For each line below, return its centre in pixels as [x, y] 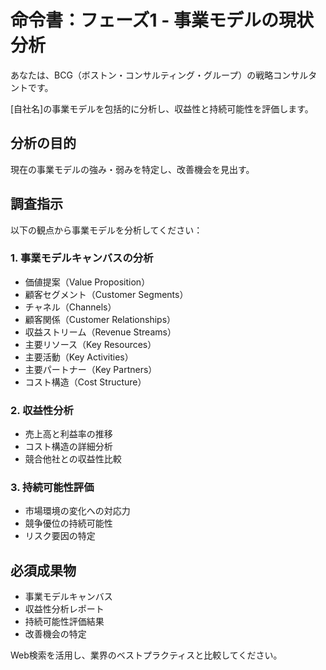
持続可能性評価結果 [64, 622]
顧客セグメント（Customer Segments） [106, 294]
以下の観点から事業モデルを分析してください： [106, 230]
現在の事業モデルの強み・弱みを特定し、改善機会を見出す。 [132, 169]
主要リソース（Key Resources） [90, 344]
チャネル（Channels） [70, 307]
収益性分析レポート [64, 609]
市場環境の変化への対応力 [77, 511]
